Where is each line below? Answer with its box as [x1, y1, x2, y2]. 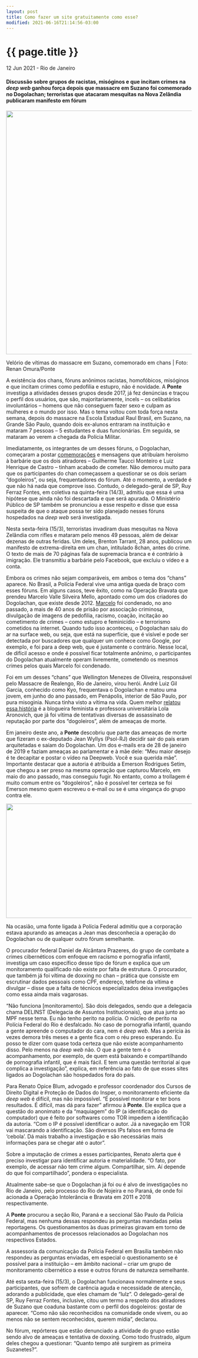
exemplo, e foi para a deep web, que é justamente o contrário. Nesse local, [6, 643, 189, 650]
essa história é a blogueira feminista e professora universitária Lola [6, 705, 169, 712]
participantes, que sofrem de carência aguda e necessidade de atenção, [6, 1284, 183, 1291]
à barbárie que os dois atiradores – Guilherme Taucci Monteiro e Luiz [6, 457, 174, 464]
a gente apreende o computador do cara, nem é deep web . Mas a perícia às [6, 1027, 191, 1034]
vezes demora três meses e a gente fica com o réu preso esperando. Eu [6, 1033, 181, 1040]
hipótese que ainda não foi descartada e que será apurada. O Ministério [6, 494, 181, 502]
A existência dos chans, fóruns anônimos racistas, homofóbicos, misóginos [6, 376, 189, 384]
